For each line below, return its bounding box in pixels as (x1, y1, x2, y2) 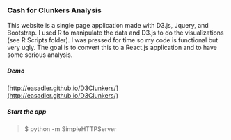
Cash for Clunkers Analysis (7, 6, 102, 15)
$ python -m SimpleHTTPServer (24, 125, 117, 133)
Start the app (7, 107, 47, 116)
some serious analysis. (7, 51, 73, 59)
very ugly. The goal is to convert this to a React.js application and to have (7, 44, 217, 52)
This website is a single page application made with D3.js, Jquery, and (7, 21, 209, 30)
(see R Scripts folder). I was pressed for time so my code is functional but (7, 36, 218, 44)
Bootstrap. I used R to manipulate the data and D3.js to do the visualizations (7, 28, 224, 37)
